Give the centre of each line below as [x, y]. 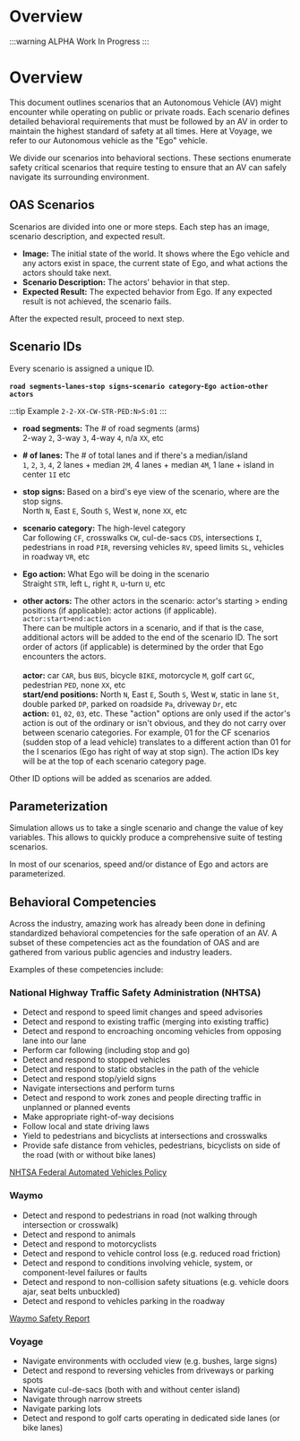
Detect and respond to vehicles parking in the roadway [124, 1300]
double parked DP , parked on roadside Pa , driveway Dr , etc [129, 703]
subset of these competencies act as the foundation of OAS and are [134, 943]
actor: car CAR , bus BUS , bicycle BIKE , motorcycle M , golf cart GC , [138, 675]
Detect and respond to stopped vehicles [96, 1060]
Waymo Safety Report [50, 1318]
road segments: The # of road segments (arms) [111, 428]
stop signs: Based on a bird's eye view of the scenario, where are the [151, 491]
